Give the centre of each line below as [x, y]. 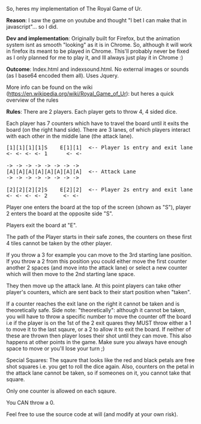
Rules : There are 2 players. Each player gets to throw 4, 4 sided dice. [92, 112]
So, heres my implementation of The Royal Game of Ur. [74, 9]
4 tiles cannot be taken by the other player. [59, 243]
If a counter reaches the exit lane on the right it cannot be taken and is [93, 304]
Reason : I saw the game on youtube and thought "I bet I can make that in [97, 20]
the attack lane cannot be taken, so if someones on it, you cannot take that [98, 373]
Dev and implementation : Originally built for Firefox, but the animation [93, 38]
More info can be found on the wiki [49, 87]
